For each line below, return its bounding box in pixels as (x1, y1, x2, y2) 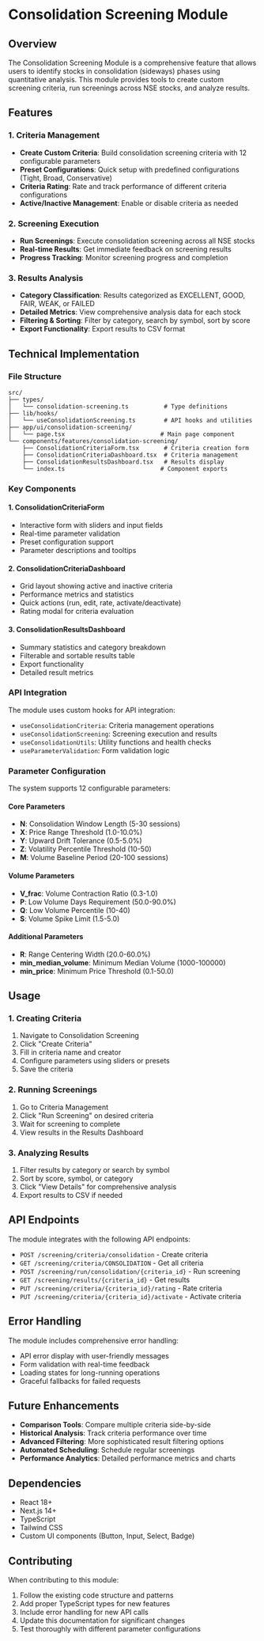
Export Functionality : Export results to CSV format (19, 324, 186, 334)
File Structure (8, 370, 62, 381)
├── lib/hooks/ (8, 409, 58, 417)
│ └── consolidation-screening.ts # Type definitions (8, 402, 228, 411)
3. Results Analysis (8, 272, 84, 283)
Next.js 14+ (19, 1506, 57, 1516)
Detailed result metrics (19, 667, 94, 677)
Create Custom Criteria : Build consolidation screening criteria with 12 (19, 148, 247, 157)
